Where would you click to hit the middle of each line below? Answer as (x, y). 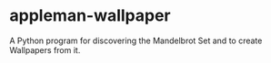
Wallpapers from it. (45, 49)
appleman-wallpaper (90, 16)
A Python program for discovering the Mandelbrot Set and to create (136, 40)
